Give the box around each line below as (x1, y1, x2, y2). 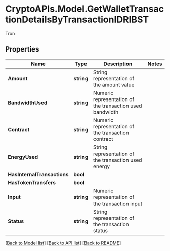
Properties (5, 45, 39, 54)
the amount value (93, 81, 135, 88)
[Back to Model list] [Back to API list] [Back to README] (5, 240, 121, 246)
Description (103, 60, 133, 67)
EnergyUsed (8, 153, 38, 160)
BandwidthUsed (8, 99, 48, 106)
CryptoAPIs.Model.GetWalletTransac (5, 3, 164, 15)
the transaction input (93, 200, 143, 207)
